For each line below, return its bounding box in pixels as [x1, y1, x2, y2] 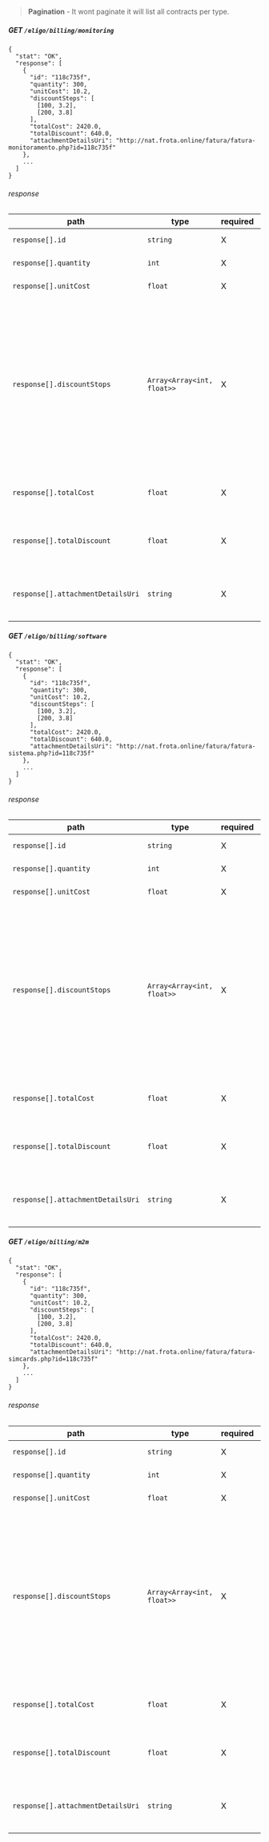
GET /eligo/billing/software [8, 631, 107, 640]
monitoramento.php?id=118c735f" [8, 144, 116, 152]
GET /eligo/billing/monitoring [8, 25, 114, 34]
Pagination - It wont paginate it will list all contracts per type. [27, 7, 230, 16]
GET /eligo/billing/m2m [8, 1236, 90, 1246]
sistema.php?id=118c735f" [8, 749, 94, 757]
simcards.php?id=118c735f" [8, 1355, 98, 1363]
